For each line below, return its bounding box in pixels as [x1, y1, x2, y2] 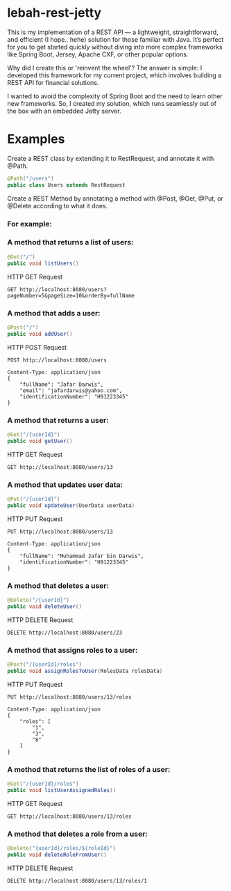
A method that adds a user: [7, 308, 101, 318]
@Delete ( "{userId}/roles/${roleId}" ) [7, 845, 117, 852]
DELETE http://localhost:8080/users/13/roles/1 [7, 877, 148, 884]
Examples [7, 131, 65, 147]
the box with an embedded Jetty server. [7, 107, 121, 115]
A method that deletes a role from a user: [7, 829, 148, 839]
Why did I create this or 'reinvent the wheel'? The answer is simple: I [7, 63, 203, 72]
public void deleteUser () [7, 603, 82, 610]
